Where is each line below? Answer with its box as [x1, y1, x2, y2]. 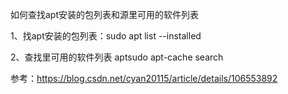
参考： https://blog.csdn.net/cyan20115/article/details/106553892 [10, 73, 278, 84]
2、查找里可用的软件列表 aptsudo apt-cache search [10, 51, 224, 63]
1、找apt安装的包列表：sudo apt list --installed [10, 30, 202, 42]
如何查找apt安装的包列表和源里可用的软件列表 [10, 9, 200, 20]
